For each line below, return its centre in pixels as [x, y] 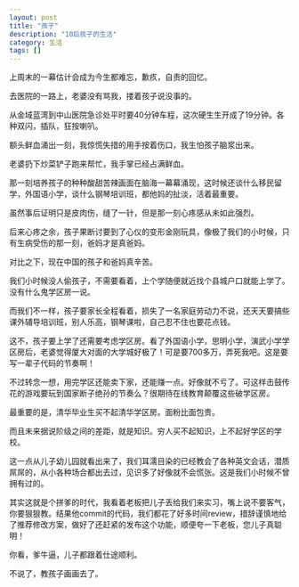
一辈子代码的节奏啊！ [56, 363]
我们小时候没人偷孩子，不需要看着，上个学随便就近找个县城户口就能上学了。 [149, 281]
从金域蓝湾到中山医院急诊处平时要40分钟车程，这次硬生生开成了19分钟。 [143, 115]
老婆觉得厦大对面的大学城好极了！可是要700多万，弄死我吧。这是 [160, 352]
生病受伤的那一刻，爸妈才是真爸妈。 [83, 243]
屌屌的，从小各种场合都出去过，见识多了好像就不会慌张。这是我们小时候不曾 [149, 472]
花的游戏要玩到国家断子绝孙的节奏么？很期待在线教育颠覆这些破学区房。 [141, 394]
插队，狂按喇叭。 [71, 126]
